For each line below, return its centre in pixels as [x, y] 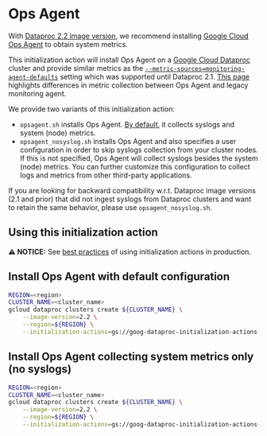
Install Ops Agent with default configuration [119, 276]
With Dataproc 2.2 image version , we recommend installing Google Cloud [128, 36]
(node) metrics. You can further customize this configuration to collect [135, 166]
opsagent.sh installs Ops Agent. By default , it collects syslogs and [127, 124]
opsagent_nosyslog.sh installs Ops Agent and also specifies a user [128, 141]
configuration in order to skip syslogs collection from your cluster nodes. [139, 150]
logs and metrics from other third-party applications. [106, 175]
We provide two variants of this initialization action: [91, 109]
